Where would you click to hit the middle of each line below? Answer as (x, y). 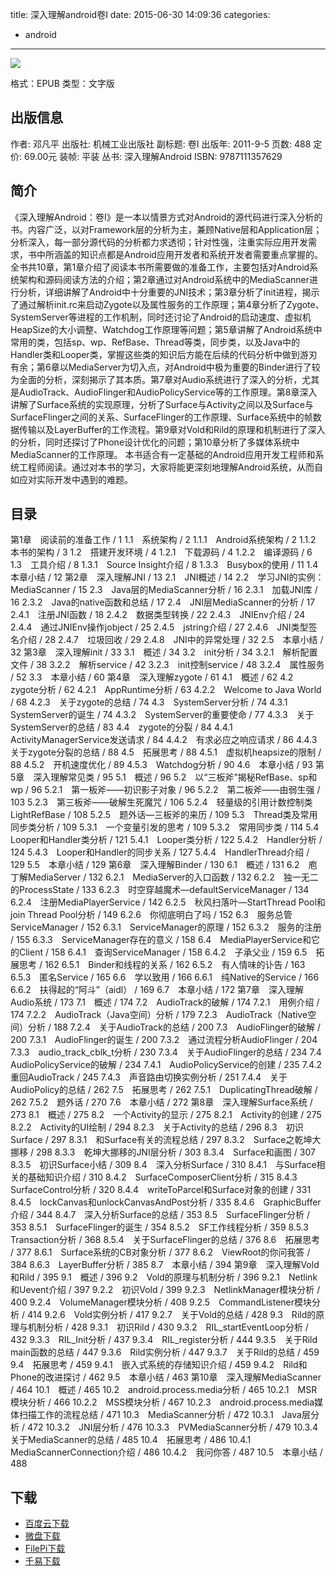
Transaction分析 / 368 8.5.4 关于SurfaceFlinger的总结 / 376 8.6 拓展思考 (165, 1240)
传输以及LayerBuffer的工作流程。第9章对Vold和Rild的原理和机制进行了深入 (172, 429)
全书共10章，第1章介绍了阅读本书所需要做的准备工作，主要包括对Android (160, 267)
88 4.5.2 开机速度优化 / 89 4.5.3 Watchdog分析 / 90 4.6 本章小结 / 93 (161, 765)
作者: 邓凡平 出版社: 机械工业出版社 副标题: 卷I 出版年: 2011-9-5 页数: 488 (161, 144)
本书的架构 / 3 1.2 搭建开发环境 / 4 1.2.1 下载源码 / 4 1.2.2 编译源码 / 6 (161, 552)
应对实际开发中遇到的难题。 (75, 479)
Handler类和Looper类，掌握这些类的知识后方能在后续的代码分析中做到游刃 (164, 354)
